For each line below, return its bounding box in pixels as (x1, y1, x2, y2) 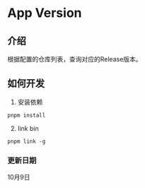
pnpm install (7, 112, 46, 119)
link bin (17, 124, 39, 132)
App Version (7, 5, 82, 21)
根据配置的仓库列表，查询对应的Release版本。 (7, 55, 143, 63)
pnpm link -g (7, 138, 46, 145)
